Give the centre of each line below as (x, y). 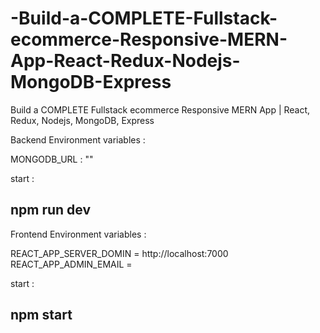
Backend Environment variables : (78, 139)
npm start (41, 315)
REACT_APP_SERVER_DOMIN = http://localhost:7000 (119, 253)
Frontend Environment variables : (78, 234)
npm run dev (51, 210)
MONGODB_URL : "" (52, 159)
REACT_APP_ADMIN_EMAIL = (71, 264)
